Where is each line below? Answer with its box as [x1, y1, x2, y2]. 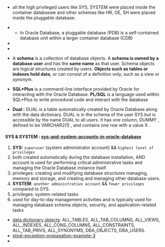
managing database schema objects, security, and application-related [12, 202, 156, 208]
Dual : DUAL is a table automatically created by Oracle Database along [12, 107, 158, 112]
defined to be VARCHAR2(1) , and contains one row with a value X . [12, 122, 151, 128]
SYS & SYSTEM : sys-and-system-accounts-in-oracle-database [5, 133, 142, 139]
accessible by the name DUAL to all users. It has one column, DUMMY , [12, 117, 160, 123]
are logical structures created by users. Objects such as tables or [12, 66, 148, 72]
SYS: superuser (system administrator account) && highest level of [12, 144, 154, 151]
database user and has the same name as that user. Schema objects [12, 61, 155, 66]
